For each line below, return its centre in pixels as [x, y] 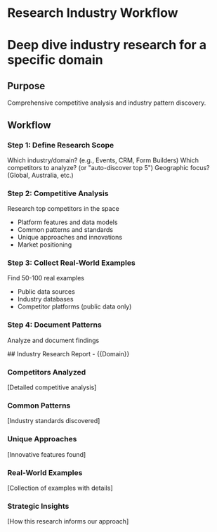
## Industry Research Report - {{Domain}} [68, 353]
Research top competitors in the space [63, 209]
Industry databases [45, 299]
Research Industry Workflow [93, 13]
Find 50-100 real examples [46, 278]
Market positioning [45, 245]
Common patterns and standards [65, 230]
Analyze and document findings [53, 340]
